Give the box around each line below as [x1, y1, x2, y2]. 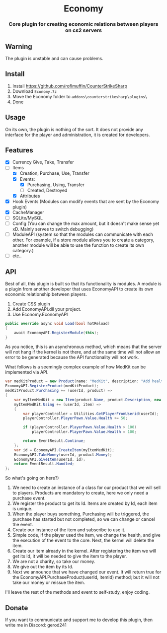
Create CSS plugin [12, 301, 51, 307]
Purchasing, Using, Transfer [27, 182, 84, 188]
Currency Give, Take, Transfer [12, 159, 74, 165]
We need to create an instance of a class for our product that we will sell [12, 485, 161, 491]
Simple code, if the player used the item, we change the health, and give [12, 532, 161, 538]
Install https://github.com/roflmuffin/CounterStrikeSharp [12, 83, 128, 89]
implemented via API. [5, 369, 49, 375]
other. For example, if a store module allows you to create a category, [12, 237, 155, 243]
